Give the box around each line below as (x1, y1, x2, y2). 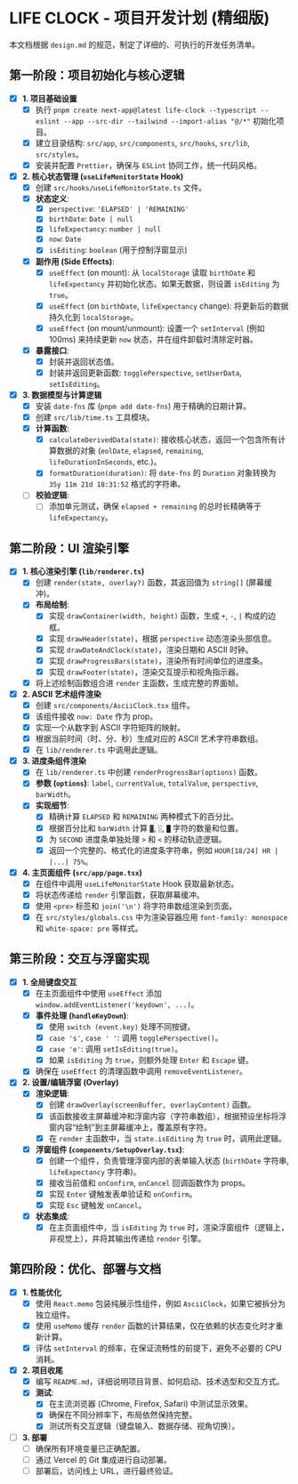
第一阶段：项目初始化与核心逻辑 (9, 68, 185, 83)
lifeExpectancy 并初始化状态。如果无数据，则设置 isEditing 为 (48, 278, 280, 289)
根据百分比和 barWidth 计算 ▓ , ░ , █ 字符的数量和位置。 (48, 822, 243, 833)
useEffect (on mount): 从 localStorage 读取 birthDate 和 (48, 267, 256, 278)
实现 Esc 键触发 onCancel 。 (48, 1199, 147, 1210)
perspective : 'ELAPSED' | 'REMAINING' (48, 204, 189, 214)
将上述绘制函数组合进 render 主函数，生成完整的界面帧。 (35, 677, 244, 688)
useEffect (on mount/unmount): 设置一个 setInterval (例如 (48, 322, 265, 334)
